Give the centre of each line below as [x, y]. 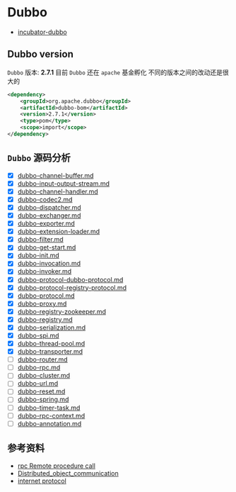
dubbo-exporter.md [46, 223]
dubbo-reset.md [41, 391]
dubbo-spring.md [43, 399]
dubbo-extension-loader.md [59, 232]
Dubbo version [41, 54]
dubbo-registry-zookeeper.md [62, 311]
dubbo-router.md [43, 359]
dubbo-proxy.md [42, 303]
